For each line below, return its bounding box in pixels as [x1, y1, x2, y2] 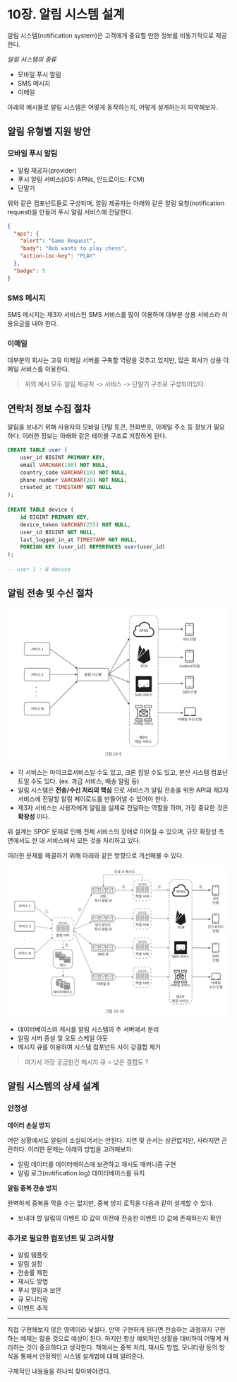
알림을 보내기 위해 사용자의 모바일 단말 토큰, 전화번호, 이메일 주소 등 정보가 [7, 422, 212, 432]
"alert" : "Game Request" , [20, 238, 97, 245]
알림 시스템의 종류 [7, 54, 56, 64]
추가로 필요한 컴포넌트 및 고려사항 [7, 1233, 114, 1243]
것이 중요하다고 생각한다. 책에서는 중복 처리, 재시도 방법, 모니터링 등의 [25, 1342, 218, 1352]
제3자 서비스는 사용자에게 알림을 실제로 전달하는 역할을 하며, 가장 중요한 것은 [17, 804, 229, 812]
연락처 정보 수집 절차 [7, 403, 91, 415]
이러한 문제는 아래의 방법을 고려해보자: [28, 1144, 134, 1153]
